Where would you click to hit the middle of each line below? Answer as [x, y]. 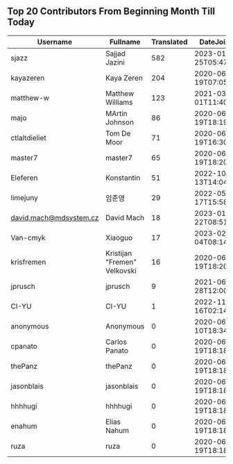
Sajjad [115, 53]
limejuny [24, 197]
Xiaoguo [119, 238]
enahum [24, 426]
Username [55, 42]
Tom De [118, 133]
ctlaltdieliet [28, 138]
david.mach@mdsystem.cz [55, 217]
